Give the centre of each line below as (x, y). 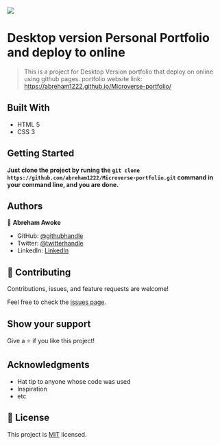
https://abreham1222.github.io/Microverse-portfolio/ (97, 86)
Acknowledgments (49, 365)
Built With (28, 108)
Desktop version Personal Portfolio (109, 38)
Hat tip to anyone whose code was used (74, 381)
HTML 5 (28, 124)
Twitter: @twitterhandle (50, 243)
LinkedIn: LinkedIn (43, 250)
